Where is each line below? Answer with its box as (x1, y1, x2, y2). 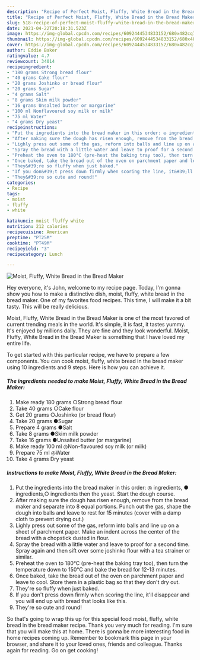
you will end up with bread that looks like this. (15, 598, 127, 605)
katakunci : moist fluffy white (7, 218, 84, 224)
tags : (7, 191, 20, 196)
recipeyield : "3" (7, 246, 50, 252)
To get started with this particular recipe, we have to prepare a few (7, 351, 170, 358)
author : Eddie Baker (7, 47, 58, 53)
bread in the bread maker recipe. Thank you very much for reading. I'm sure (7, 621, 192, 629)
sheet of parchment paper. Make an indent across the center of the (15, 528, 180, 535)
